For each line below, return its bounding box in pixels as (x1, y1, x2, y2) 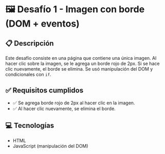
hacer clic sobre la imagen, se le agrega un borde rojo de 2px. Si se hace (5, 60, 160, 67)
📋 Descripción (5, 39, 54, 48)
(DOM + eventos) (5, 18, 80, 30)
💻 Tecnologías (5, 121, 54, 130)
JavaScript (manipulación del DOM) (12, 143, 88, 149)
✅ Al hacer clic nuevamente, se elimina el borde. (12, 105, 116, 112)
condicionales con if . (5, 72, 51, 77)
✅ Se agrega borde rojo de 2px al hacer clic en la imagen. (12, 100, 135, 106)
